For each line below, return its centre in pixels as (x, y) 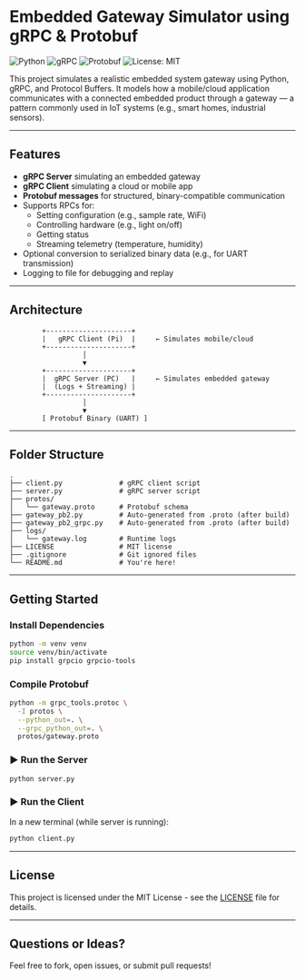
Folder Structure (57, 455)
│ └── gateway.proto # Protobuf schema (99, 507)
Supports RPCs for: (59, 205)
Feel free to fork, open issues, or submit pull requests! (110, 965)
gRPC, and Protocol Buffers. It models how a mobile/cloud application (140, 88)
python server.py (42, 778)
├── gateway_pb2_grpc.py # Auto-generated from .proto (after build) (150, 523)
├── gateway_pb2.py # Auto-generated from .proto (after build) (150, 515)
